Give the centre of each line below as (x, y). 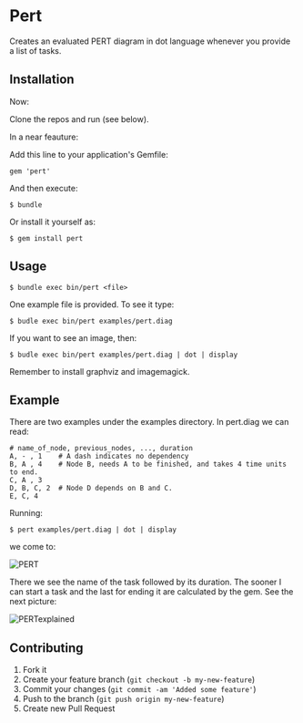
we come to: (33, 547)
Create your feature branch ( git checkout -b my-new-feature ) (139, 679)
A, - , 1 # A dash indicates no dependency (99, 457)
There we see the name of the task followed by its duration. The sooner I (146, 582)
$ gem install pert (46, 238)
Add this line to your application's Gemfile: (89, 154)
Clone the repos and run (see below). (79, 119)
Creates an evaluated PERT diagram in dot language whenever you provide (150, 41)
